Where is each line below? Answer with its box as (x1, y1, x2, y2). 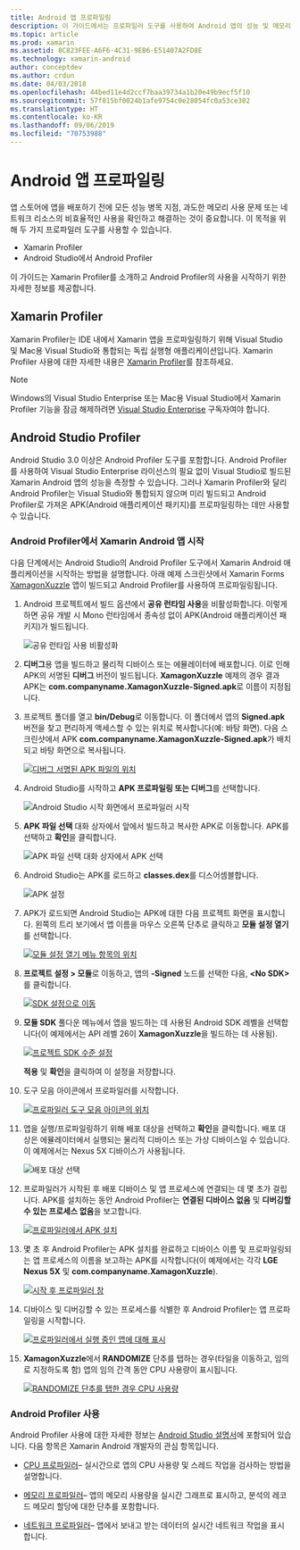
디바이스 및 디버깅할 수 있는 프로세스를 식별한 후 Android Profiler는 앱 (22, 1304, 267, 1314)
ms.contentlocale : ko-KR (10, 112, 103, 121)
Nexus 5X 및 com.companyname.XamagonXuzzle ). (22, 1265, 218, 1277)
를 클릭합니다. (22, 979, 72, 989)
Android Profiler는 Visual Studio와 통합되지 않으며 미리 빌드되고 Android (10, 488, 267, 499)
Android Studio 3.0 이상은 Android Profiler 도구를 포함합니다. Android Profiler (10, 454, 287, 465)
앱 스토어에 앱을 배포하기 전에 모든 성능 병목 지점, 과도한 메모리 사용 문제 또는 (10, 202, 279, 212)
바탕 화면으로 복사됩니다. (39, 745, 127, 755)
